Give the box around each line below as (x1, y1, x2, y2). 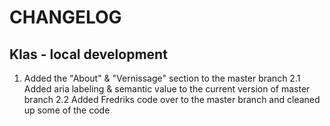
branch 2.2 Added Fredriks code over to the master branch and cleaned (23, 94, 321, 105)
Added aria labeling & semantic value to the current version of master (23, 83, 311, 95)
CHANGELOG (9, 6, 122, 29)
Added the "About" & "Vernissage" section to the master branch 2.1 (23, 72, 301, 84)
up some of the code (23, 104, 111, 116)
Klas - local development (9, 46, 168, 63)
